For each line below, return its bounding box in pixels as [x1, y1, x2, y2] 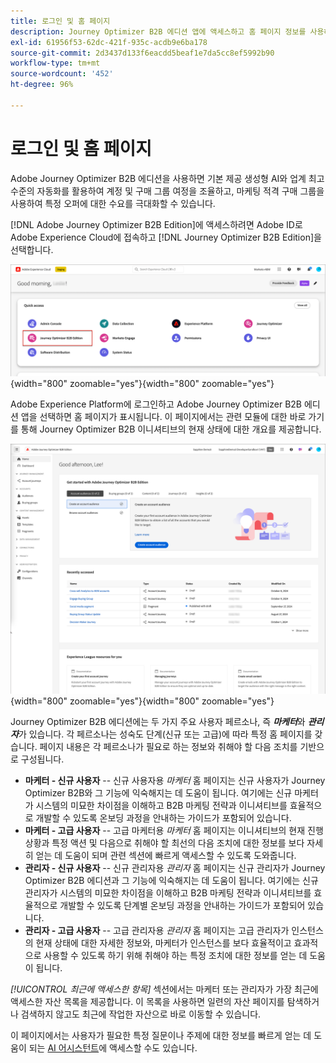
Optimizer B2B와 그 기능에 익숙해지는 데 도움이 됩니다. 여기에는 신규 [24, 787, 293, 799]
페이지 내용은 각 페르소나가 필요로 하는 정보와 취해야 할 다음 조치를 [39, 741, 298, 753]
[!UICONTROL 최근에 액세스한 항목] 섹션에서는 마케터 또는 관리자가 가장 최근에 [10, 983, 319, 995]
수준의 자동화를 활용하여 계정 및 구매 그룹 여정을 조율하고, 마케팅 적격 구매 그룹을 [10, 185, 325, 197]
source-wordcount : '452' [10, 69, 114, 79]
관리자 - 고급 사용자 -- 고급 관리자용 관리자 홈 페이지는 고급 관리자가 [24, 925, 290, 937]
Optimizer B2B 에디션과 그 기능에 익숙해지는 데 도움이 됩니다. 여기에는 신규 [24, 875, 319, 887]
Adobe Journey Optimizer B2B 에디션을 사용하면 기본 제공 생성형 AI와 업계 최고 [10, 172, 325, 184]
